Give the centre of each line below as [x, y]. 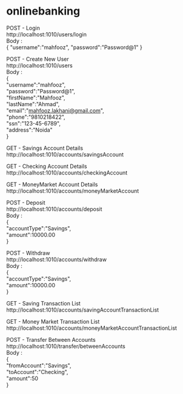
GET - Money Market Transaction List [53, 321]
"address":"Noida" [29, 130]
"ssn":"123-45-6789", [33, 123]
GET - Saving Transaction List [43, 303]
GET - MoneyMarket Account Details [52, 184]
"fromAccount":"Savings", [39, 366]
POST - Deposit [26, 202]
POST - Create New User [38, 59]
